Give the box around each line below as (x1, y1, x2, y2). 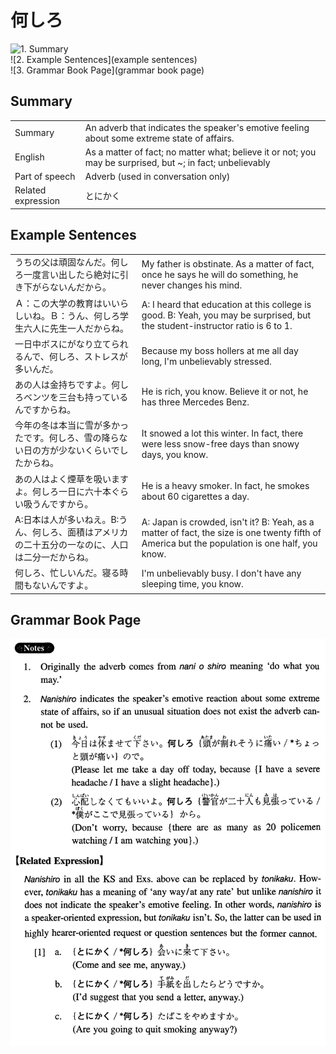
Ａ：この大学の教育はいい (14, 297, 120, 309)
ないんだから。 (49, 281, 112, 293)
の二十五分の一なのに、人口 (14, 538, 129, 550)
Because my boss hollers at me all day (141, 344, 299, 356)
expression (14, 195, 61, 207)
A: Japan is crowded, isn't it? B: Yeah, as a (141, 516, 315, 528)
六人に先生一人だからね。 (23, 322, 129, 334)
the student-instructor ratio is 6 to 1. (141, 320, 293, 332)
